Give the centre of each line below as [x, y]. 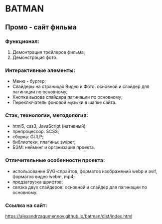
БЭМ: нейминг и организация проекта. [54, 147]
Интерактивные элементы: [40, 70]
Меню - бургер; [29, 81]
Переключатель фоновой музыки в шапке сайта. [64, 102]
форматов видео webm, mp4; [43, 176]
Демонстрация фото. [35, 57]
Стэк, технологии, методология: [47, 115]
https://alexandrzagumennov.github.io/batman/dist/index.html [69, 216]
